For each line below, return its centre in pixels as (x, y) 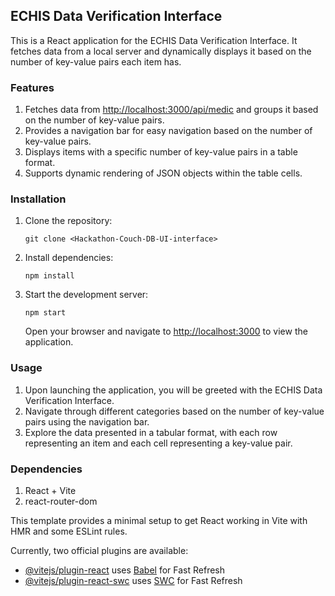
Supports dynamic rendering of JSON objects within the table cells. (163, 173)
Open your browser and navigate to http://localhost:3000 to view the (166, 331)
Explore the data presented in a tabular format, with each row (151, 432)
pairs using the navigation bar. (87, 421)
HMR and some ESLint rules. (69, 531)
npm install (49, 276)
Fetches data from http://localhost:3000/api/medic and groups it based (171, 110)
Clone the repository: (68, 221)
